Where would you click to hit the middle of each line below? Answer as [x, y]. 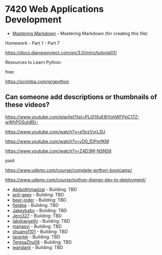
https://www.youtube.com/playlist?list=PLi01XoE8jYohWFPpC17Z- [72, 117]
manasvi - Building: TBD [37, 226]
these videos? [27, 105]
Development [33, 20]
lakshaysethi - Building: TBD [41, 221]
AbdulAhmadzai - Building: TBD [45, 189]
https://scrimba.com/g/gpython [37, 81]
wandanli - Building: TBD [38, 247]
